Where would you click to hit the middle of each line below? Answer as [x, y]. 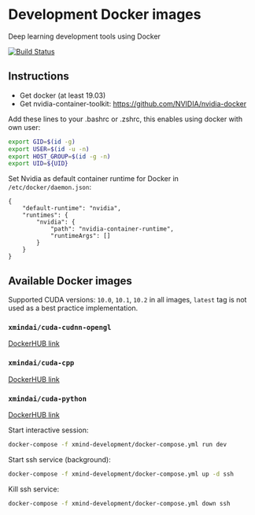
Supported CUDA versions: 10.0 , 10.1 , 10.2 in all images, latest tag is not [128, 300]
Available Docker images [70, 281]
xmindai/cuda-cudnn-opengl [60, 327]
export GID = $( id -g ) [42, 142]
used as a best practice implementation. [73, 308]
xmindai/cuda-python [48, 398]
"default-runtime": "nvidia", [72, 209]
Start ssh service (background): [60, 459]
